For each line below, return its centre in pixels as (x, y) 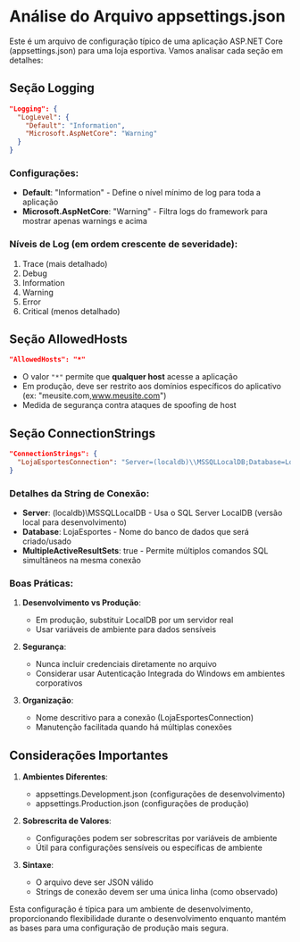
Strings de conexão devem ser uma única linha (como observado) (157, 892)
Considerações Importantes (89, 755)
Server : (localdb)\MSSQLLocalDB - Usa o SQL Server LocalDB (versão (152, 513)
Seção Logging (52, 88)
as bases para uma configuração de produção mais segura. (119, 928)
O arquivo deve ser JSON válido (94, 882)
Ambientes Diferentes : (65, 777)
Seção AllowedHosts (68, 339)
